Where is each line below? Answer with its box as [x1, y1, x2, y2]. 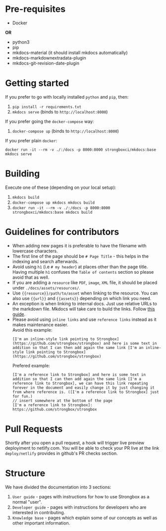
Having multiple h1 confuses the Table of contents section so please [12, 269, 154, 275]
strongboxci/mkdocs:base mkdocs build [12, 210, 93, 215]
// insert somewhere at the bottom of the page [12, 398, 112, 403]
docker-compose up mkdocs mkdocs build [12, 200, 95, 205]
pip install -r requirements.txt [12, 104, 82, 110]
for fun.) [12, 394, 33, 399]
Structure [5, 468, 46, 479]
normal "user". [12, 499, 42, 505]
